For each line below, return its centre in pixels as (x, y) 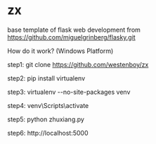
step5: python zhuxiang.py (46, 119)
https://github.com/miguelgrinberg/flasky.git (71, 37)
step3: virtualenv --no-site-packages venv (69, 92)
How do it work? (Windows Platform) (60, 51)
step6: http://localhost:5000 (48, 133)
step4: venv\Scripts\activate (48, 105)
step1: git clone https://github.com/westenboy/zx (78, 64)
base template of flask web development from (74, 30)
